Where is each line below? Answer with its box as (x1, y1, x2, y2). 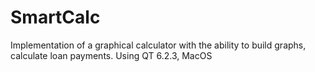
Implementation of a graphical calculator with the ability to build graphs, (10, 39, 307, 51)
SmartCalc (10, 6, 101, 29)
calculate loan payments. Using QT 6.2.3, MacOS (10, 49, 213, 61)
